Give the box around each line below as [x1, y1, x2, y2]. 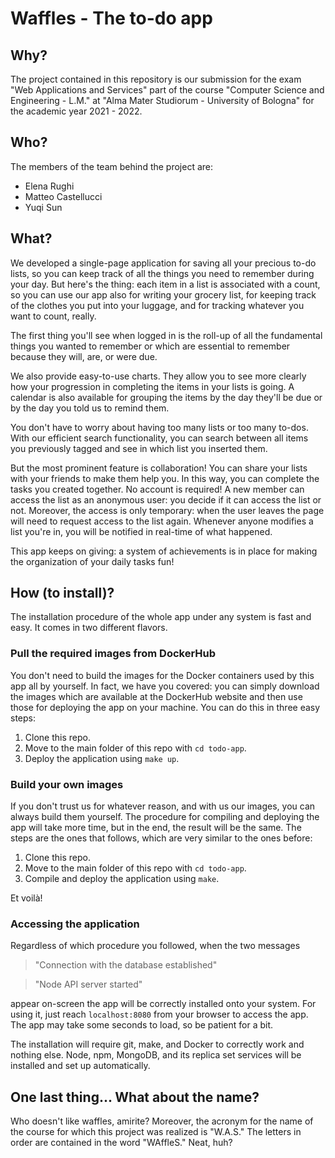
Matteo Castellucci [24, 190, 103, 202]
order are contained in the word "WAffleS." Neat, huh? [10, 1137, 233, 1149]
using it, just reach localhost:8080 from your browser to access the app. [10, 1008, 309, 1021]
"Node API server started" [34, 978, 143, 991]
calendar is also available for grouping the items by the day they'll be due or [10, 391, 323, 403]
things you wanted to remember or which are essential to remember [10, 340, 291, 352]
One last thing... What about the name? [10, 1088, 260, 1106]
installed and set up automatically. [10, 1060, 151, 1072]
